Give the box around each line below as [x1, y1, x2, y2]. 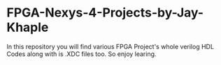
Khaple [6, 19, 49, 35]
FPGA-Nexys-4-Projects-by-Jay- [6, 5, 204, 21]
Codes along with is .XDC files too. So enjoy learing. [6, 50, 157, 58]
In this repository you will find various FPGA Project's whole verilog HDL [6, 42, 215, 50]
